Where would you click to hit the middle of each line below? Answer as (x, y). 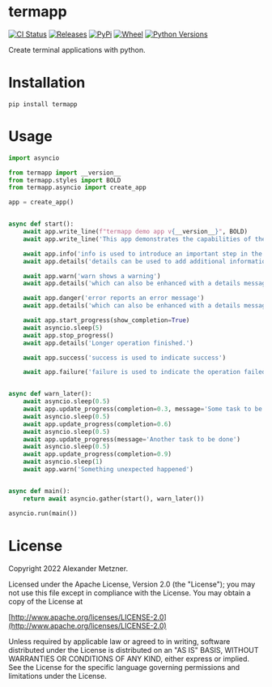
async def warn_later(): (50, 394)
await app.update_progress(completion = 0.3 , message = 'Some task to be (143, 409)
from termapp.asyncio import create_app (78, 188)
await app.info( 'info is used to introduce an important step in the (143, 254)
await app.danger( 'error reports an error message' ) (114, 298)
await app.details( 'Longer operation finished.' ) (108, 343)
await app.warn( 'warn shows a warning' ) (92, 276)
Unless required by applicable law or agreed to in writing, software (119, 641)
